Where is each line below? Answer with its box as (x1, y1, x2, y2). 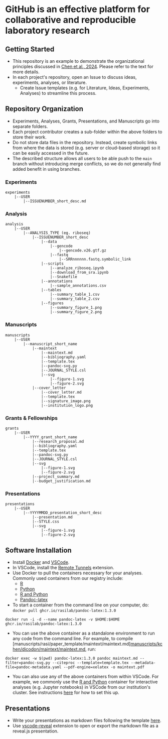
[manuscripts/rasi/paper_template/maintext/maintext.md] (12, 641, 131, 647)
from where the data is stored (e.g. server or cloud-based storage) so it (12, 145, 160, 151)
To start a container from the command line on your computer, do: (12, 602, 149, 608)
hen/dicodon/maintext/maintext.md (12, 646, 86, 652)
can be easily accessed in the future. (12, 150, 89, 156)
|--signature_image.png (41, 398, 91, 404)
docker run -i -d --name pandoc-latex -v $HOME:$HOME (5, 617, 120, 622)
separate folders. (12, 123, 48, 129)
